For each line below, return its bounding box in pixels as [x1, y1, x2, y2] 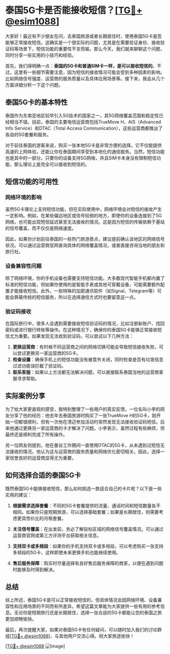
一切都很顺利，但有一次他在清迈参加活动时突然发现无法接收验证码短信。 [9, 419, 160, 425]
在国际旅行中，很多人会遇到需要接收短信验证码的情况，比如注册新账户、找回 [5, 320, 165, 326]
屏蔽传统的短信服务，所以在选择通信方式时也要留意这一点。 [14, 294, 138, 300]
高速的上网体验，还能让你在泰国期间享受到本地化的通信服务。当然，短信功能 [5, 148, 165, 154]
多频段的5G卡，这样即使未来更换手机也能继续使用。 [12, 549, 121, 555]
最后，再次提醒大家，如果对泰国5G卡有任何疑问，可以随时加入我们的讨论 [5, 627, 158, 633]
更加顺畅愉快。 [5, 616, 36, 622]
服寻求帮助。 [12, 376, 39, 382]
